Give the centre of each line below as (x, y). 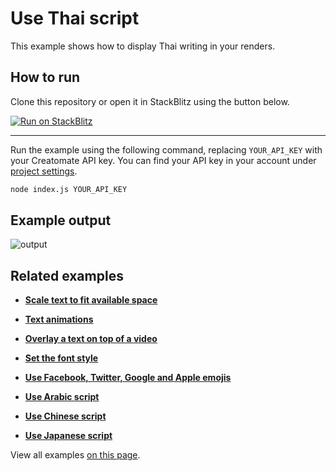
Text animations (59, 319)
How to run (45, 77)
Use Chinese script (65, 416)
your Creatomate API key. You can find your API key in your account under (163, 160)
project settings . (44, 171)
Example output (61, 220)
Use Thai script (75, 18)
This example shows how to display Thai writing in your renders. (143, 46)
